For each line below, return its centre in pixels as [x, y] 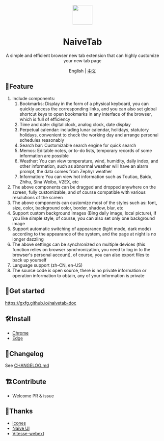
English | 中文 [82, 71]
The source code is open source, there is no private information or [79, 270]
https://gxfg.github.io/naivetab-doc [41, 303]
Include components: [34, 98]
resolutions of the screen [37, 197]
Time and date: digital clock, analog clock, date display [75, 124]
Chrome [20, 333]
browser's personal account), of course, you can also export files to [81, 255]
